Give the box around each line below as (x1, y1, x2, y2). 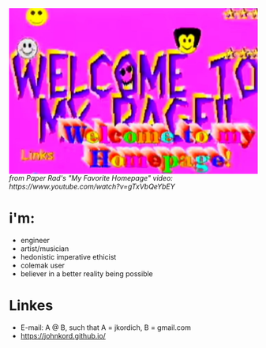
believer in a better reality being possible (20, 268, 153, 279)
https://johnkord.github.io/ (20, 331, 106, 340)
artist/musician (20, 244, 69, 253)
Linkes (9, 296, 54, 314)
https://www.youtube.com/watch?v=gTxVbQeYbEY (9, 181, 176, 191)
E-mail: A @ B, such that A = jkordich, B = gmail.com (20, 323, 192, 332)
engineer (20, 235, 51, 245)
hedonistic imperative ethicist (20, 252, 117, 261)
